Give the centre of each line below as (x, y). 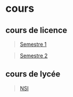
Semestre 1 (33, 44)
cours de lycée (33, 74)
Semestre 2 (34, 56)
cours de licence (36, 30)
